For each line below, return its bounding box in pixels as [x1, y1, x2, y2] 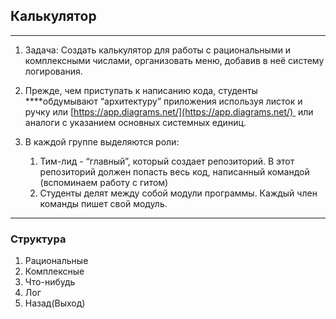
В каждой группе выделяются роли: [24, 135, 180, 148]
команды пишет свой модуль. [39, 197, 168, 209]
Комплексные [24, 265, 85, 278]
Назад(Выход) [24, 297, 86, 309]
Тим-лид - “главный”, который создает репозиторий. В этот [39, 155, 295, 167]
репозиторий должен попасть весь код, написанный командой [39, 165, 310, 178]
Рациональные [24, 255, 89, 267]
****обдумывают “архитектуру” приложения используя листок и [24, 95, 303, 107]
